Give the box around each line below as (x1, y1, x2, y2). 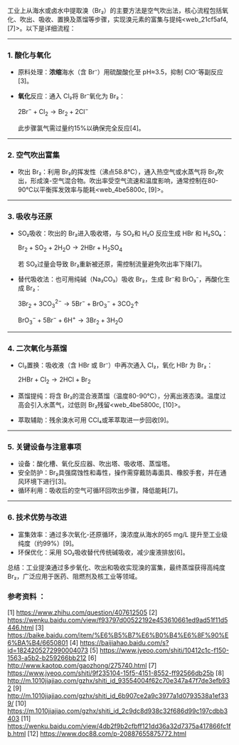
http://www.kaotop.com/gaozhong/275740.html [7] (7, 662, 157, 670)
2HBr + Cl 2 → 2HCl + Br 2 (17, 375, 91, 386)
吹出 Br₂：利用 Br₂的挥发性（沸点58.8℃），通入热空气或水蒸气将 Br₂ (17, 168, 218, 176)
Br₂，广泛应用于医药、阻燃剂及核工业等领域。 (7, 572, 142, 580)
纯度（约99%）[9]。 (17, 539, 78, 548)
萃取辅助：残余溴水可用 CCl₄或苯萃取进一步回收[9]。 (17, 416, 173, 424)
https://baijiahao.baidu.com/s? (80, 639, 169, 647)
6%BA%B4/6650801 (7, 639, 68, 647)
